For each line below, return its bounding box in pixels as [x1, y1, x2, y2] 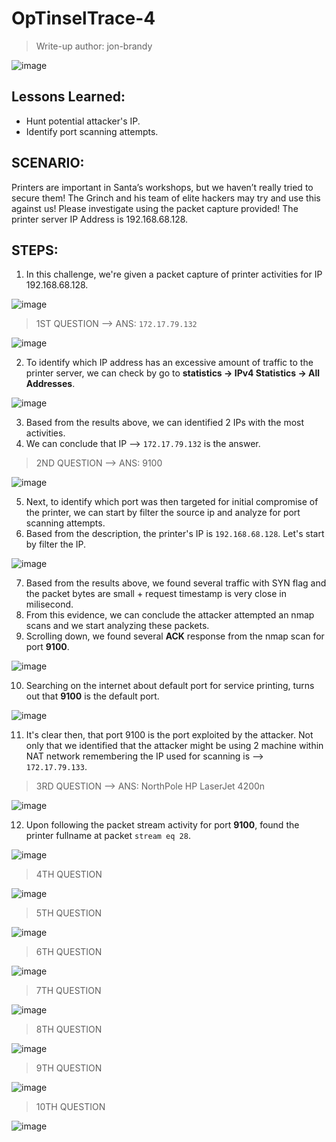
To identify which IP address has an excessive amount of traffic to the [25, 357, 314, 369]
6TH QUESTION [35, 946, 103, 958]
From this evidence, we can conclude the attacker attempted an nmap [25, 609, 315, 621]
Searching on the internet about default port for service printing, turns [25, 680, 315, 692]
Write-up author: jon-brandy [35, 40, 153, 52]
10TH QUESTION [35, 1101, 106, 1113]
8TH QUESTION [35, 1023, 103, 1036]
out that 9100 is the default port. [25, 690, 160, 702]
